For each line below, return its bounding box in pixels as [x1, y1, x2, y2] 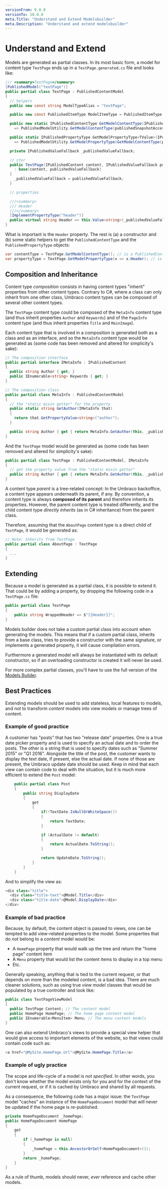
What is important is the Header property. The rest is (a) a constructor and [5, 231, 156, 237]
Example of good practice [5, 723, 69, 730]
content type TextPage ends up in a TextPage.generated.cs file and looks [5, 65, 154, 71]
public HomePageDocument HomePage [5, 1118, 77, 1123]
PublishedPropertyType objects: [5, 242, 70, 248]
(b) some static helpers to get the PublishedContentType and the [5, 236, 136, 243]
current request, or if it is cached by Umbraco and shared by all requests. [5, 1083, 156, 1090]
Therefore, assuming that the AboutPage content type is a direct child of [5, 522, 151, 528]
